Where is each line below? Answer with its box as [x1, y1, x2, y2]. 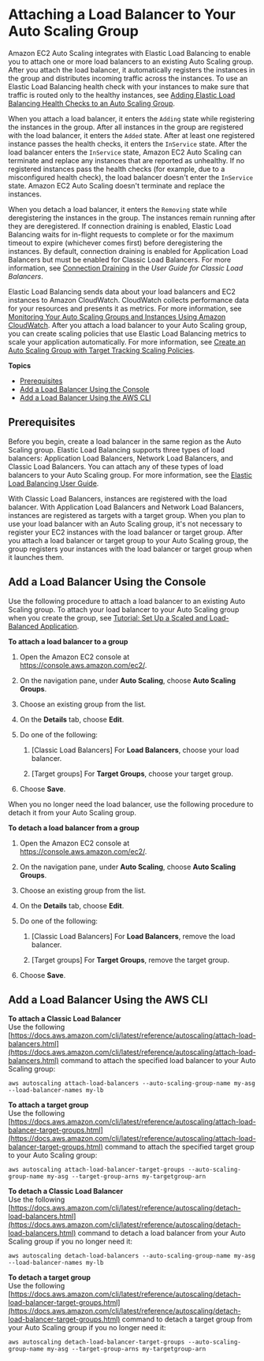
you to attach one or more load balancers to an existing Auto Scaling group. [8, 57, 254, 66]
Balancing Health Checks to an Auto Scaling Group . [8, 99, 176, 108]
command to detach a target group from [121, 1314, 253, 1324]
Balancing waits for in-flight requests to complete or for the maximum [8, 229, 234, 239]
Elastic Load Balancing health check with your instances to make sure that [8, 81, 250, 91]
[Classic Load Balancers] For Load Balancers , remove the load [31, 931, 236, 941]
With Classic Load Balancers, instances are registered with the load [8, 494, 227, 503]
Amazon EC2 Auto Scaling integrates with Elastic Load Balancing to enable [8, 48, 251, 58]
